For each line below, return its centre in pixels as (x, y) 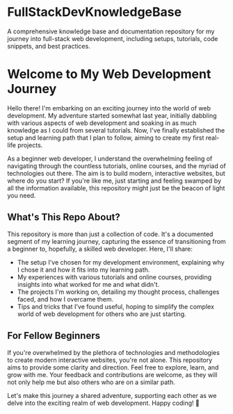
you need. (22, 195)
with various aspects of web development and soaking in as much (102, 123)
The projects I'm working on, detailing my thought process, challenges (118, 292)
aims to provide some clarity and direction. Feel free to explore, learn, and (113, 367)
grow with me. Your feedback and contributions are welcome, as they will (112, 374)
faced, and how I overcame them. (65, 299)
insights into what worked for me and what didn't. (88, 284)
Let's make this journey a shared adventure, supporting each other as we (112, 395)
